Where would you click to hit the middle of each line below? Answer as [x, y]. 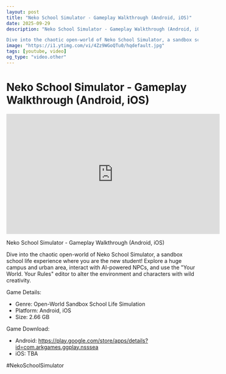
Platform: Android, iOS [43, 310]
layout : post [23, 12]
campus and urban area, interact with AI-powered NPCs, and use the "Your [101, 267]
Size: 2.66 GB [32, 317]
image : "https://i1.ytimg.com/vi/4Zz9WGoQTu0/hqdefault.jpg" [86, 46]
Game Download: [28, 329]
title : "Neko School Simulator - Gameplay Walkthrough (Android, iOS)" [99, 18]
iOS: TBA [26, 353]
